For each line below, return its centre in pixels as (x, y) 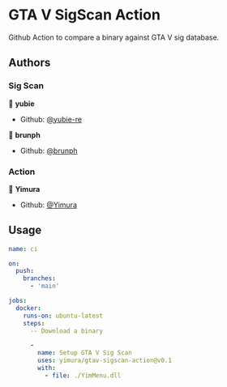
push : (25, 271)
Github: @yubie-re (51, 119)
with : (47, 368)
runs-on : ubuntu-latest (63, 316)
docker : (29, 308)
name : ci (23, 249)
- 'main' (45, 286)
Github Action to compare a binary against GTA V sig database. (114, 37)
